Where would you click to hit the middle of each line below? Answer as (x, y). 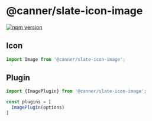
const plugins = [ (29, 102)
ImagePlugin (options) (38, 107)
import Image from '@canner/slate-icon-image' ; (66, 59)
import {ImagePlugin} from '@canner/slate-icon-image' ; (76, 91)
